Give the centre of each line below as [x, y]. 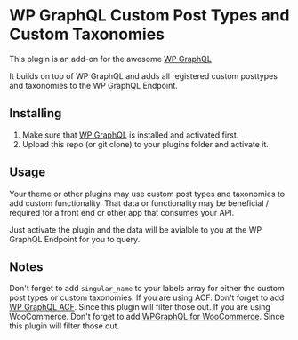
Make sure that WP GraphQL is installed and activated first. [130, 135]
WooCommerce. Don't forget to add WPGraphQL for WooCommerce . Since [147, 317]
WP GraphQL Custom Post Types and [149, 16]
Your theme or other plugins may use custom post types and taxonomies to [147, 194]
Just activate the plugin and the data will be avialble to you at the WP [136, 229]
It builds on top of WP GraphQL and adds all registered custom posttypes [144, 75]
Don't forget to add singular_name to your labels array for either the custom [147, 289]
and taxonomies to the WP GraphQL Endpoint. [93, 85]
